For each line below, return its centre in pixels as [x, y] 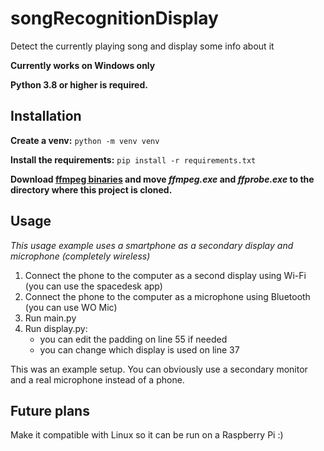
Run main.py [50, 318]
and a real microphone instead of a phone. [97, 379]
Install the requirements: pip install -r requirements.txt [133, 159]
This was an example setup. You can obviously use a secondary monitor [159, 369]
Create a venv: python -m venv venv [85, 140]
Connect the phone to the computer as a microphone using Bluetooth [167, 296]
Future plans [50, 410]
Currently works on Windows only [83, 65]
